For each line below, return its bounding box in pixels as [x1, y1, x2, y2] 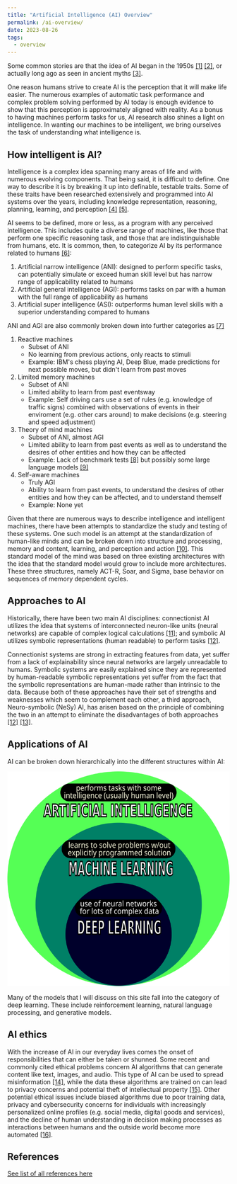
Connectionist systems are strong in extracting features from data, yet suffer [7, 650, 230, 659]
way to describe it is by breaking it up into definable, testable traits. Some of [7, 182, 229, 190]
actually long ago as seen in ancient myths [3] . [7, 69, 143, 78]
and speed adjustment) [28, 418, 96, 426]
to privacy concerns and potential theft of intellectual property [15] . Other [7, 1085, 220, 1093]
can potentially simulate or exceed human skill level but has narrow [17, 270, 213, 278]
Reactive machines [17, 335, 73, 343]
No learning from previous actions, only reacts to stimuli [28, 350, 191, 358]
